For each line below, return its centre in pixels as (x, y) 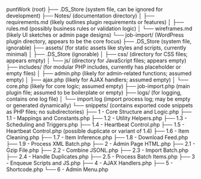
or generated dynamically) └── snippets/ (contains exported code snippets (100, 105)
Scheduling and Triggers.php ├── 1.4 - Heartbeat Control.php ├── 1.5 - (95, 124)
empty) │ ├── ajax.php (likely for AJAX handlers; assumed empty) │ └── (97, 80)
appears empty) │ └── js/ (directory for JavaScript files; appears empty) (96, 61)
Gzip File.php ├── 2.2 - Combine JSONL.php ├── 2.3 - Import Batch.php (97, 150)
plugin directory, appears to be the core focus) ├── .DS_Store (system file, (99, 41)
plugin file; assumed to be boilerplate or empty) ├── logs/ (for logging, (94, 93)
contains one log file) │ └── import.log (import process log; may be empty (98, 99)
